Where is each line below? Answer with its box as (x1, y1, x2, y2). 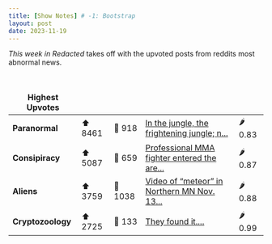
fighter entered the (145, 153, 217, 164)
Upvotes (26, 102, 60, 113)
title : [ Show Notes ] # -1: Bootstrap (8, 11, 136, 20)
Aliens (12, 186, 38, 197)
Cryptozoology (12, 216, 71, 227)
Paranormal (12, 122, 58, 133)
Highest (27, 92, 59, 103)
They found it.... (145, 216, 205, 227)
